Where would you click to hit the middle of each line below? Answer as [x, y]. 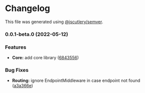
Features [16, 47]
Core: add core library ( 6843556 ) [45, 58]
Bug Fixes [17, 70]
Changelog [28, 8]
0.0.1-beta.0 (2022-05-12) [37, 34]
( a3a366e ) [22, 86]
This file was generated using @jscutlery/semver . [54, 22]
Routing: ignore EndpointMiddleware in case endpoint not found [76, 80]
